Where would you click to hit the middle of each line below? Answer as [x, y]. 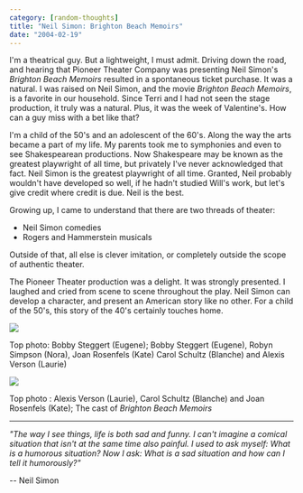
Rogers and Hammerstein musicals [87, 237]
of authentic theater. [47, 265]
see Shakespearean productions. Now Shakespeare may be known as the [147, 154]
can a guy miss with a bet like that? [74, 117]
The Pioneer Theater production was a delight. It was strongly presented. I [147, 282]
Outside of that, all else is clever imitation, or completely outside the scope [148, 255]
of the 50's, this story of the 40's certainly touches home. [116, 311]
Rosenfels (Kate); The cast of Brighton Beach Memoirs [111, 408]
